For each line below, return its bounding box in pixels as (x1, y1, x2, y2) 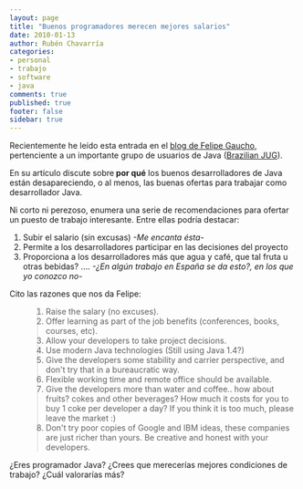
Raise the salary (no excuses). (45, 307, 160, 317)
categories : (9, 47, 55, 57)
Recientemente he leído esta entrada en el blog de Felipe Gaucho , (9, 140, 257, 151)
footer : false (9, 107, 64, 116)
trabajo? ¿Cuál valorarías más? (9, 469, 125, 480)
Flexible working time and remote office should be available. (45, 374, 272, 385)
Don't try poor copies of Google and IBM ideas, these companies (45, 422, 290, 433)
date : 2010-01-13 (9, 30, 76, 39)
